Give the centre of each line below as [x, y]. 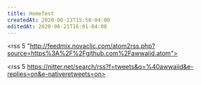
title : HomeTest [31, 13]
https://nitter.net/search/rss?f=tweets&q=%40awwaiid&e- [110, 67]
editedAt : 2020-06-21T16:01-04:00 [57, 26]
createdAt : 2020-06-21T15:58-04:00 [59, 20]
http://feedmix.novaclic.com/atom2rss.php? [93, 46]
